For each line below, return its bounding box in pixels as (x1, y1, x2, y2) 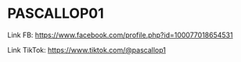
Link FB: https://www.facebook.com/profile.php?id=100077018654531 (7, 30, 233, 40)
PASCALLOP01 (7, 5, 105, 22)
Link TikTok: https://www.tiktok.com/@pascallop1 (7, 45, 166, 54)
